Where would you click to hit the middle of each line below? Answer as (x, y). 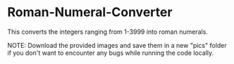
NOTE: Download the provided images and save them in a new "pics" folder (117, 45)
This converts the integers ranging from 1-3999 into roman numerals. (107, 32)
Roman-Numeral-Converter (90, 12)
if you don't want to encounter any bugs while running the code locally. (111, 53)
